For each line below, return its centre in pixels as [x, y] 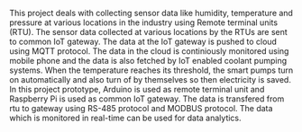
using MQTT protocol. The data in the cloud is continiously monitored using [149, 51]
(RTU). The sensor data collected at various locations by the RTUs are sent [149, 32]
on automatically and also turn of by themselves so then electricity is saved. [150, 79]
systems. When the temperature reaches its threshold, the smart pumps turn [151, 70]
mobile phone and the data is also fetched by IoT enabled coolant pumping [148, 61]
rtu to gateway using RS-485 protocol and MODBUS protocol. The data [141, 108]
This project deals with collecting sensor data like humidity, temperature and [151, 13]
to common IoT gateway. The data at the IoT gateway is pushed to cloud [143, 41]
